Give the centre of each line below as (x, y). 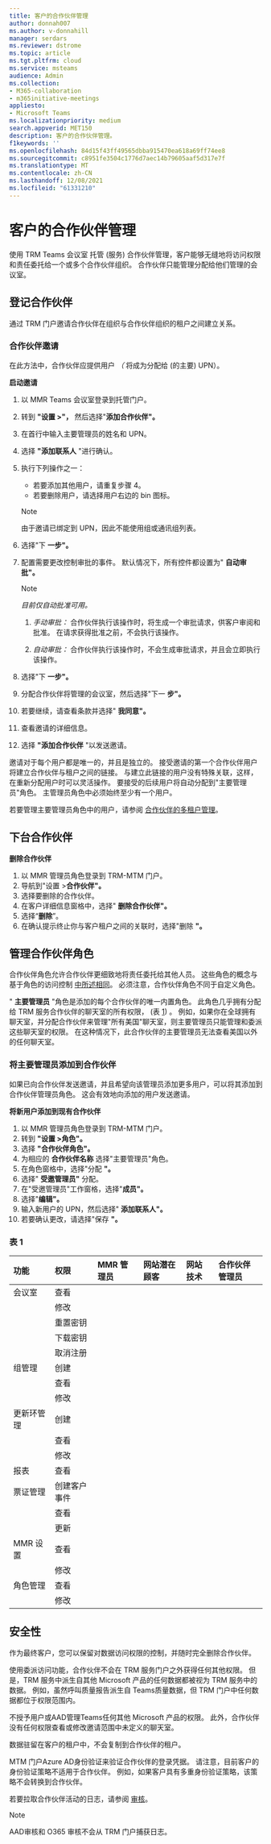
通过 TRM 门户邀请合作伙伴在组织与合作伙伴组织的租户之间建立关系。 (125, 323)
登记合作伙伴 (41, 303)
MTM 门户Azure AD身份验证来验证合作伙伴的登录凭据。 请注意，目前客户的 (134, 1761)
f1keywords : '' (35, 143)
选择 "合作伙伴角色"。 (57, 1148)
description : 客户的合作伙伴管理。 (62, 135)
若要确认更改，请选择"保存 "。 (71, 1219)
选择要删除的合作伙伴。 (60, 895)
